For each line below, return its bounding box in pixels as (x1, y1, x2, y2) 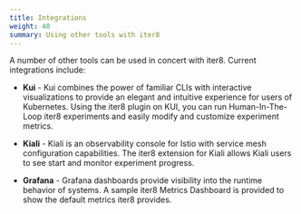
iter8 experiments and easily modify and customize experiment (44, 111, 279, 122)
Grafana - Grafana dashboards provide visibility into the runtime (22, 175, 263, 186)
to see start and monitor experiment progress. (22, 158, 195, 169)
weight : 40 (9, 22, 51, 31)
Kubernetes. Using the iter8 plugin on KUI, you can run (22, 102, 228, 112)
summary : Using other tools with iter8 (9, 30, 160, 39)
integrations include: (9, 64, 86, 75)
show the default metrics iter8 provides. (22, 194, 172, 205)
